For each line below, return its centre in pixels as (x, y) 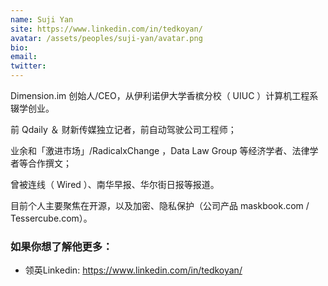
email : (24, 57)
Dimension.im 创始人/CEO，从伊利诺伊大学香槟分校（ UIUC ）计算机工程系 (164, 95)
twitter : (28, 66)
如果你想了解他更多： (61, 246)
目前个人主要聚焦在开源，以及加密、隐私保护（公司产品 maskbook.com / (160, 205)
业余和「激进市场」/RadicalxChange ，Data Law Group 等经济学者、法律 (160, 150)
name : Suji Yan (42, 19)
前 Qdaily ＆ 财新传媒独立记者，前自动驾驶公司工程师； (123, 129)
